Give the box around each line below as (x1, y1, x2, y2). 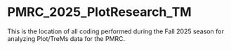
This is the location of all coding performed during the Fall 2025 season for (7, 27, 225, 35)
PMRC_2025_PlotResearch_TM (7, 4, 192, 20)
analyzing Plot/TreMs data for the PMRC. (7, 34, 126, 42)
